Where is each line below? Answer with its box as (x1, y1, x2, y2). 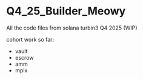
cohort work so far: (6, 36, 55, 43)
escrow (15, 54, 34, 61)
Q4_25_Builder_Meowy (6, 4, 126, 18)
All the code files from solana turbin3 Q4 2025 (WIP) (6, 24, 138, 31)
